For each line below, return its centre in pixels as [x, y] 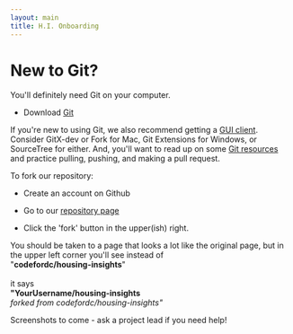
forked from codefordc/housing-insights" [87, 303]
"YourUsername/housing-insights [75, 294]
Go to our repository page [71, 211]
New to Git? [54, 70]
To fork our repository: [52, 176]
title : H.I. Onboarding [55, 26]
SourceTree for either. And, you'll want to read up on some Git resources [144, 149]
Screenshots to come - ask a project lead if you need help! [119, 321]
